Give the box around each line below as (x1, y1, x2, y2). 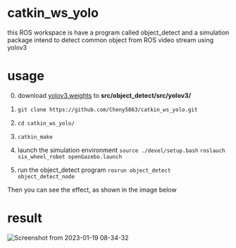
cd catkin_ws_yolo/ (17, 120, 75, 127)
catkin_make (17, 133, 53, 140)
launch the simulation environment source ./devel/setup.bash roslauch (17, 146, 225, 154)
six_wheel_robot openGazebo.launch (17, 153, 123, 160)
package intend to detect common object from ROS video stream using (7, 35, 214, 44)
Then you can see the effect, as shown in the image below (7, 185, 178, 194)
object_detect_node (17, 173, 75, 180)
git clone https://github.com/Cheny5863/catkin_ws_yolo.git (17, 106, 198, 113)
